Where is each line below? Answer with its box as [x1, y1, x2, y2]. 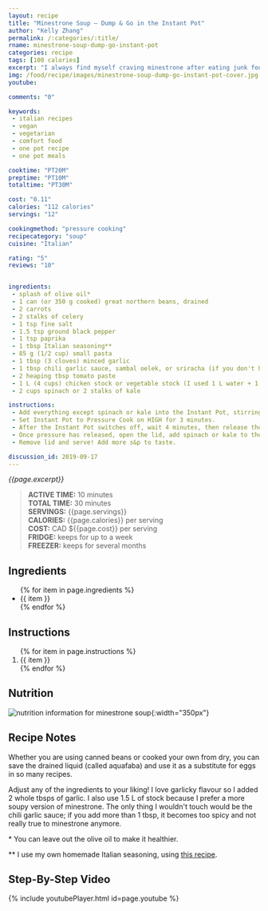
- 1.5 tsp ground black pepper [11, 327, 116, 335]
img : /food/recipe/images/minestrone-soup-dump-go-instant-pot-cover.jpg [8, 71, 259, 79]
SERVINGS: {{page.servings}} [27, 507, 128, 517]
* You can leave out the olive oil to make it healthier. [8, 834, 179, 843]
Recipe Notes [8, 731, 77, 745]
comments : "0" [8, 93, 56, 101]
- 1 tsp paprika [11, 335, 66, 343]
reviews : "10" [8, 261, 56, 270]
